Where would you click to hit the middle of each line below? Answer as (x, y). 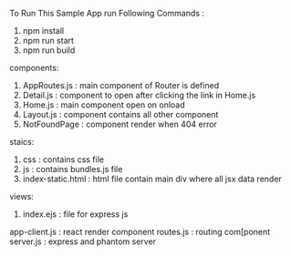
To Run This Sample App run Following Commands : (107, 13)
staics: (22, 142)
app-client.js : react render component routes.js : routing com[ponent (140, 232)
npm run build (49, 50)
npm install (43, 31)
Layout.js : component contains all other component (120, 114)
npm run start (48, 41)
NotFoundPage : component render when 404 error (120, 124)
